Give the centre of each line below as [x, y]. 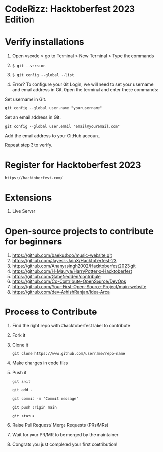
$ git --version [29, 66]
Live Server [24, 211]
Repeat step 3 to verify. [29, 145]
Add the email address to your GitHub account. [53, 136]
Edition [20, 19]
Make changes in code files [40, 363]
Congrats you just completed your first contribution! [65, 444]
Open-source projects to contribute [79, 231]
